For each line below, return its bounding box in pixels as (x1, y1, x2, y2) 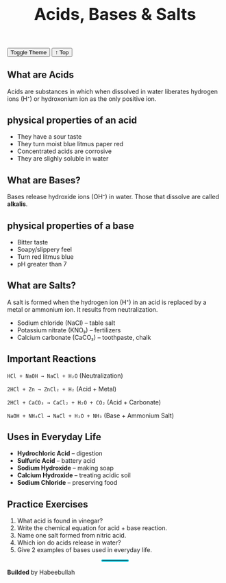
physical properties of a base (7, 220, 135, 231)
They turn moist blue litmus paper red (16, 140, 124, 148)
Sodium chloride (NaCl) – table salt (16, 319, 116, 327)
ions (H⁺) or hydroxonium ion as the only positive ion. (7, 94, 157, 103)
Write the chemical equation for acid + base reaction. (16, 524, 168, 532)
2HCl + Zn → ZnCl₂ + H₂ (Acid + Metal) (7, 385, 117, 393)
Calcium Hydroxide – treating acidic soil (16, 471, 131, 479)
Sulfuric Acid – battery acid (16, 457, 96, 465)
